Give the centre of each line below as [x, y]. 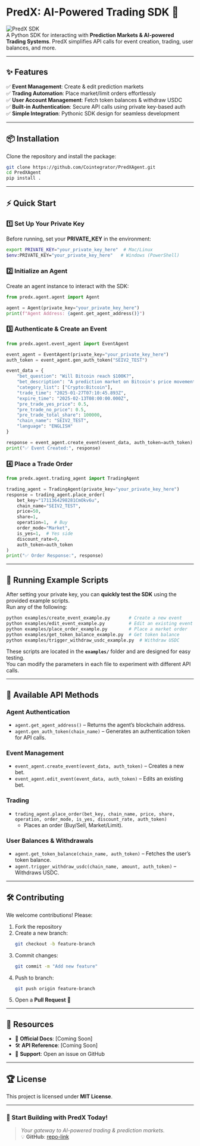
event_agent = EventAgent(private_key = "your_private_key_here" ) [87, 355]
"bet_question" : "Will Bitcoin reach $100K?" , [76, 376]
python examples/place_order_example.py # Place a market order [97, 629]
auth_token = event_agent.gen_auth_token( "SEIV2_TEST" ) [77, 360]
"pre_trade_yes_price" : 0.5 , [53, 404]
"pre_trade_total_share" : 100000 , [60, 415]
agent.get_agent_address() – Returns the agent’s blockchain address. [100, 725]
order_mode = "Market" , [43, 528]
